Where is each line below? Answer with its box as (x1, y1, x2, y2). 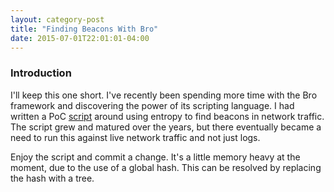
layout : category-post (10, 14, 105, 25)
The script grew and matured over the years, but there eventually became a (10, 121, 322, 133)
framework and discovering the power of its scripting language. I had (10, 99, 295, 111)
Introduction (10, 66, 72, 80)
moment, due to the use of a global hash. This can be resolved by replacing (10, 161, 322, 173)
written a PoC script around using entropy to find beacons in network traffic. (10, 110, 325, 122)
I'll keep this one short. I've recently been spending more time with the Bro (10, 89, 318, 101)
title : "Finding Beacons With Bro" (10, 24, 159, 34)
